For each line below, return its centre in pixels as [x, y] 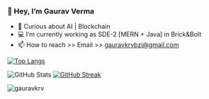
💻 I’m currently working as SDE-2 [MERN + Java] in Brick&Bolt [109, 34]
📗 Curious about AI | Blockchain [64, 27]
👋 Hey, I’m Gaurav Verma [51, 11]
